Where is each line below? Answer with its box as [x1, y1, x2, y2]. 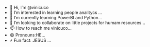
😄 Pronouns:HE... [9, 32, 46, 38]
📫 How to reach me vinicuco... [9, 25, 72, 31]
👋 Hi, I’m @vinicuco [9, 5, 49, 10]
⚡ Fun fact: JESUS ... [9, 37, 51, 43]
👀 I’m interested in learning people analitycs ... [9, 10, 102, 15]
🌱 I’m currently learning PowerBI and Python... [9, 15, 102, 20]
